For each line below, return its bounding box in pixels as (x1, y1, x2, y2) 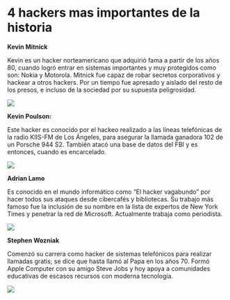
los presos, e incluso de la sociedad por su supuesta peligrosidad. (7, 85, 197, 94)
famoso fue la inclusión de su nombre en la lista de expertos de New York (7, 202, 218, 210)
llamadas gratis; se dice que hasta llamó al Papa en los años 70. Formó (7, 257, 210, 265)
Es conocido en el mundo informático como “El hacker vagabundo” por (7, 187, 211, 196)
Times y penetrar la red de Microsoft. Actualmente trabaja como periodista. (7, 210, 223, 218)
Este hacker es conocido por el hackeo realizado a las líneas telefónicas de (7, 125, 222, 133)
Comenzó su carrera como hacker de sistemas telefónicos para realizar (7, 249, 212, 258)
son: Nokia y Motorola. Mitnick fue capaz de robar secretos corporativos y (7, 71, 220, 79)
